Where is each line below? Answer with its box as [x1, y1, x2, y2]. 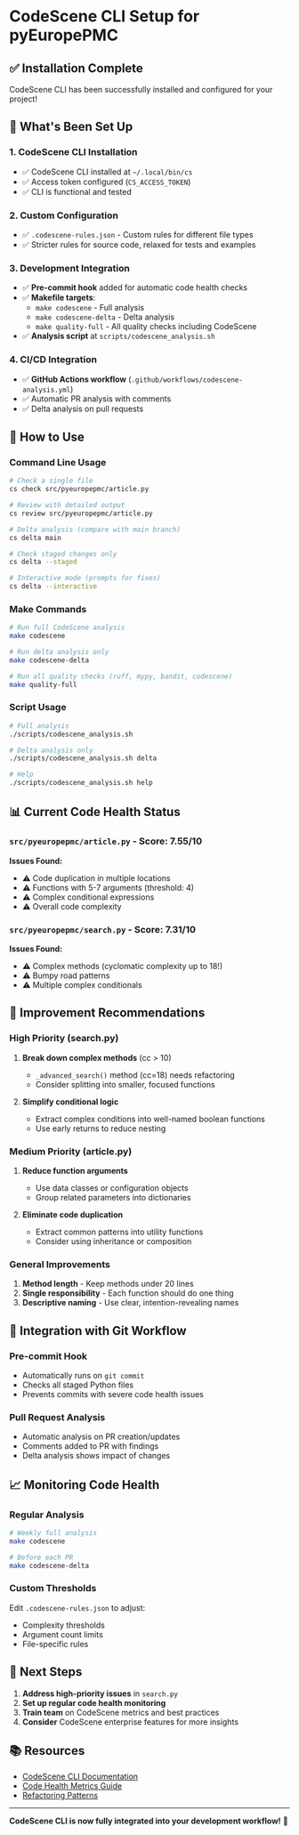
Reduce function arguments [21, 1166, 129, 1176]
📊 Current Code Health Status [9, 804, 181, 820]
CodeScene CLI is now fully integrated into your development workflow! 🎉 [9, 1815, 289, 1826]
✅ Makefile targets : [21, 292, 96, 303]
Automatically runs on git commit [21, 1370, 145, 1381]
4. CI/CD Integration [9, 353, 98, 366]
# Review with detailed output [9, 501, 125, 510]
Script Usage [9, 701, 67, 714]
